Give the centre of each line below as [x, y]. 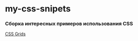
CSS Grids [15, 34]
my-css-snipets [38, 9]
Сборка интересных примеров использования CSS [69, 24]
